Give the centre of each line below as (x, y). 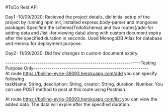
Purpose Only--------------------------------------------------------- (77, 68)
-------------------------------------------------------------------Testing (80, 63)
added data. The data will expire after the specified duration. (68, 104)
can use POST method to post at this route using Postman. (66, 89)
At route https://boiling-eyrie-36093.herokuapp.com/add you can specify (81, 73)
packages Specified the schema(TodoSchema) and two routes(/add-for (79, 27)
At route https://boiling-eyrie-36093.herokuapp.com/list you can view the (81, 99)
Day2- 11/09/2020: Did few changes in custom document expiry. (72, 53)
